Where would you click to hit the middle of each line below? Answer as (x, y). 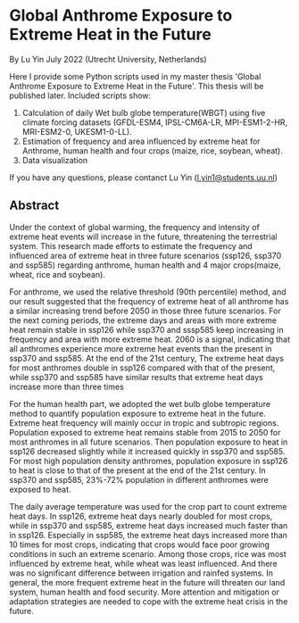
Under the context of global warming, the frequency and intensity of (135, 227)
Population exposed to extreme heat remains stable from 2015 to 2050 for (145, 432)
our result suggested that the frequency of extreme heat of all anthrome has (149, 301)
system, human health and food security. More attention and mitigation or (144, 592)
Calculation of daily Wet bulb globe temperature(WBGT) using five (144, 112)
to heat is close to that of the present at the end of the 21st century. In (137, 470)
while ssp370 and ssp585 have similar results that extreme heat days (136, 377)
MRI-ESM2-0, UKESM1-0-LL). (77, 131)
